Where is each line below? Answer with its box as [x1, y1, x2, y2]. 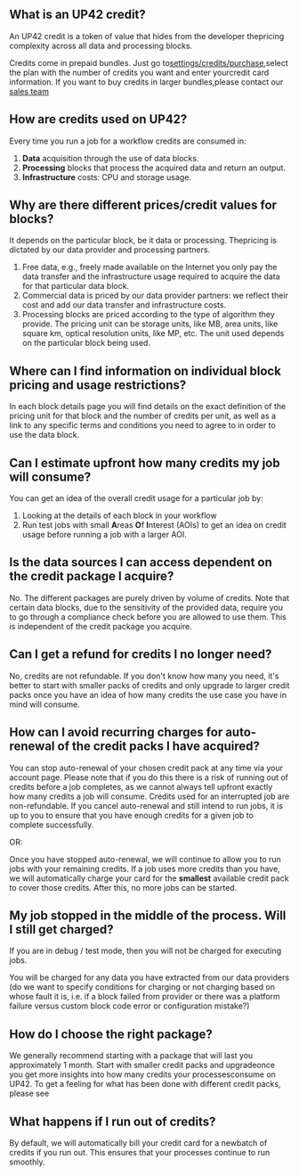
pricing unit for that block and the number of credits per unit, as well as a [9, 410, 277, 422]
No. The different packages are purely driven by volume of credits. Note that [9, 592, 290, 603]
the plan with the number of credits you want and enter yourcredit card [9, 67, 270, 78]
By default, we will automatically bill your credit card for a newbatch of [9, 1137, 268, 1148]
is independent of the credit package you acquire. [9, 621, 193, 631]
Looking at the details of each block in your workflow [21, 510, 217, 521]
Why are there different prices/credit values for [9, 198, 278, 213]
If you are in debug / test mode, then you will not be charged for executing [9, 945, 282, 957]
